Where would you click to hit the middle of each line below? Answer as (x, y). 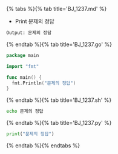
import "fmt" (23, 66)
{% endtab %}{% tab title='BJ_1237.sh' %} (59, 100)
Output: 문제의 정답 (29, 33)
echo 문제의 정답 (25, 112)
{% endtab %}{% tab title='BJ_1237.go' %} (59, 44)
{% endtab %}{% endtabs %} (43, 146)
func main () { (24, 77)
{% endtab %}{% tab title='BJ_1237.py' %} (59, 123)
